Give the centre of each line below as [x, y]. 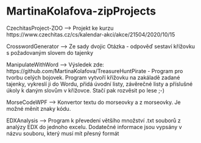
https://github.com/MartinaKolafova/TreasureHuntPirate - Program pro [95, 71]
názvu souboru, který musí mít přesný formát [63, 133]
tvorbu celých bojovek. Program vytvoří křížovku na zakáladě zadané [93, 77]
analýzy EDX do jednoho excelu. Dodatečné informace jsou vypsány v [94, 127]
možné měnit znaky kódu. [39, 108]
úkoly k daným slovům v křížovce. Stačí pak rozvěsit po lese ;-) [86, 90]
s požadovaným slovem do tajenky [50, 52]
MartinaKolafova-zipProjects [81, 11]
